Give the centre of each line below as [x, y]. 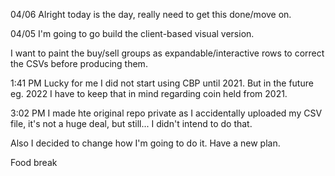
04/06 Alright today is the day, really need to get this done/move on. [151, 14]
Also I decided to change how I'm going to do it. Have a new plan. [145, 143]
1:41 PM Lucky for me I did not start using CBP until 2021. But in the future [162, 83]
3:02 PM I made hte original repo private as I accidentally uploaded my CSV [166, 113]
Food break [34, 162]
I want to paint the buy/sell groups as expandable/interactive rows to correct [167, 53]
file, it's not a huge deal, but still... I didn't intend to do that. [131, 123]
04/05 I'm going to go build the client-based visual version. [132, 33]
